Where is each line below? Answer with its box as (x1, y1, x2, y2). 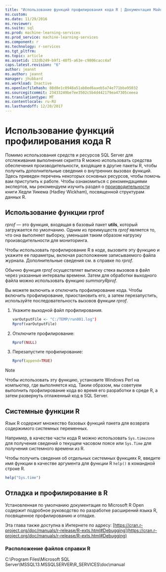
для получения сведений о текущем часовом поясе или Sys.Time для (5, 440, 152, 446)
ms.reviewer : (5, 21, 32, 26)
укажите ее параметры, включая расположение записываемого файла (5, 252, 156, 258)
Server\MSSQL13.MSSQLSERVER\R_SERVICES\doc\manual (5, 562, 125, 568)
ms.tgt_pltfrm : (5, 48, 37, 53)
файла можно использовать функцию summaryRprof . (5, 278, 118, 284)
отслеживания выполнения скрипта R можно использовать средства (5, 157, 152, 163)
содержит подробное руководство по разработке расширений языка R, (5, 507, 158, 513)
